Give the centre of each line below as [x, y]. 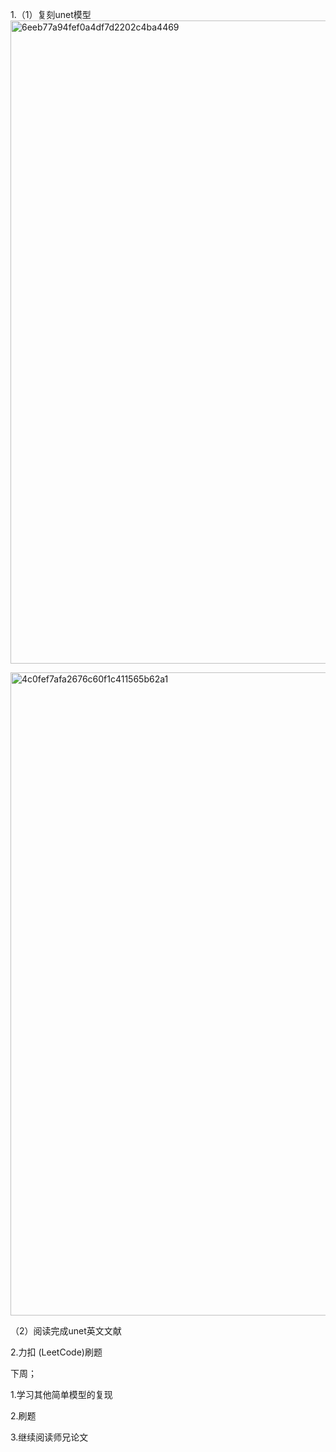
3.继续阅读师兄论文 [49, 1437]
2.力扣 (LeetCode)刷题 [56, 1352]
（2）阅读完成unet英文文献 [66, 1331]
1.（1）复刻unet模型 [51, 14]
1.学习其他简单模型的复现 [61, 1394]
